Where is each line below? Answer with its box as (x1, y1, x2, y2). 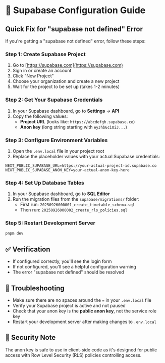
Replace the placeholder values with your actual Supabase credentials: (12, 153, 160, 159)
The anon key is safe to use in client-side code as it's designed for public (5, 346, 157, 353)
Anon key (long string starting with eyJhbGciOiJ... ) (20, 124, 128, 130)
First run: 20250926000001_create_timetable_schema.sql (20, 202, 135, 208)
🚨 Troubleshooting (5, 284, 65, 292)
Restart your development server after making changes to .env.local (12, 319, 157, 325)
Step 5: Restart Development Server (5, 219, 96, 226)
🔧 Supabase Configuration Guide (5, 5, 146, 16)
